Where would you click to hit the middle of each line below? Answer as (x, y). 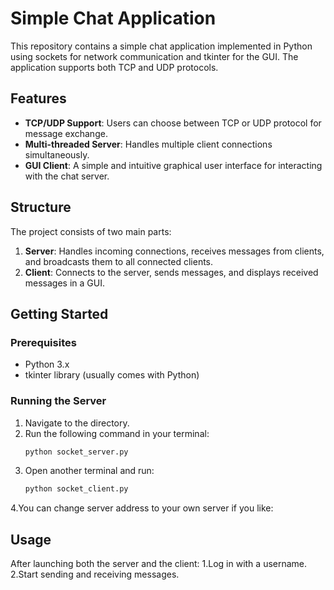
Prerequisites (43, 342)
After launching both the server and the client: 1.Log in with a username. (159, 564)
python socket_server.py (76, 452)
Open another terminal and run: (89, 471)
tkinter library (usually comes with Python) (112, 375)
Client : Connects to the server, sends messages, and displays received (171, 272)
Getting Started (59, 313)
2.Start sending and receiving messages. (95, 574)
